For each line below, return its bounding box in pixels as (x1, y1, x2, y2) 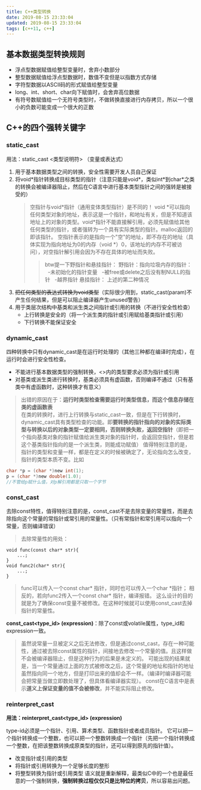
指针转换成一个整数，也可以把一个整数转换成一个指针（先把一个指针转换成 (11, 734, 195, 742)
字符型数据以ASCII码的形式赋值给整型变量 (14, 81, 118, 89)
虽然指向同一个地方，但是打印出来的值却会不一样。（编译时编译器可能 (20, 670, 191, 677)
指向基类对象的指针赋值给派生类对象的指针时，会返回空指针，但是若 (26, 433, 194, 440)
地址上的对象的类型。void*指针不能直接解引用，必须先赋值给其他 (29, 218, 190, 225)
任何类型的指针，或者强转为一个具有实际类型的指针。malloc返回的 (29, 226, 193, 233)
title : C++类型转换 (6, 8, 51, 15)
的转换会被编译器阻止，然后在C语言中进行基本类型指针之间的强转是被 (14, 183, 187, 190)
